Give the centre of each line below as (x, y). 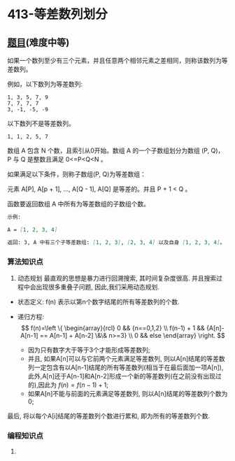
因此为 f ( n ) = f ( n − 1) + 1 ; (73, 385)
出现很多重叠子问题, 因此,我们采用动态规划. (98, 287)
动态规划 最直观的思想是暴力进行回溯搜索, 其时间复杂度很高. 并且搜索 (117, 278)
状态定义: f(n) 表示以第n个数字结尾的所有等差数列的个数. (98, 302)
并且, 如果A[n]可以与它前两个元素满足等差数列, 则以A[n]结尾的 (117, 358)
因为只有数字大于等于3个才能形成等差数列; (89, 350)
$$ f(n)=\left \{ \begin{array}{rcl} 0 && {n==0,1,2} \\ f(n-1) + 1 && (113, 328)
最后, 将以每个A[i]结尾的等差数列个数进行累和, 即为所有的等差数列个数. (109, 416)
